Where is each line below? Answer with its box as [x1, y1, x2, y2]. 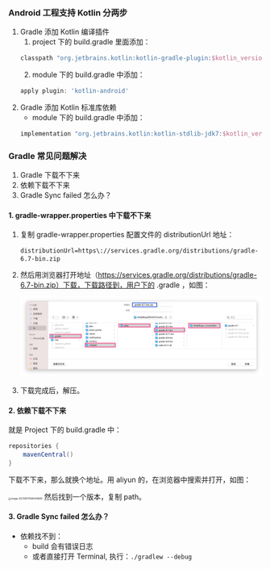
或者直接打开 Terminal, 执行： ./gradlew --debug [31, 551, 192, 562]
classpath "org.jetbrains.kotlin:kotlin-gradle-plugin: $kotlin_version [19, 54, 266, 62]
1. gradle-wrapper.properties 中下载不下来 [8, 210, 152, 220]
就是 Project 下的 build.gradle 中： [8, 425, 123, 435]
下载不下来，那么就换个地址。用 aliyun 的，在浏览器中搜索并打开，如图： [8, 475, 251, 484]
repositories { [8, 442, 60, 450]
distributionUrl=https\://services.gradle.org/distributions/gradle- [19, 247, 260, 255]
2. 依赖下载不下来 [8, 405, 67, 415]
